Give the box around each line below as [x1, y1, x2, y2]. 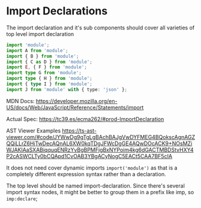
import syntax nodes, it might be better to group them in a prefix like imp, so [6, 188, 194, 195]
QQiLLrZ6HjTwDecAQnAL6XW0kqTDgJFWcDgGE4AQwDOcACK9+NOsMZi [6, 140, 193, 147]
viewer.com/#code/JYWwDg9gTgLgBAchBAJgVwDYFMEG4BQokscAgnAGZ [6, 133, 196, 140]
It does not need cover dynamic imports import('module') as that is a [6, 164, 178, 171]
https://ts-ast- [62, 127, 97, 134]
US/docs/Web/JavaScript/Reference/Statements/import [6, 104, 144, 111]
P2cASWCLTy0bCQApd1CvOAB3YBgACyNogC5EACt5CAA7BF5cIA [6, 152, 173, 159]
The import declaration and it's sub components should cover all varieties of [6, 24, 195, 31]
